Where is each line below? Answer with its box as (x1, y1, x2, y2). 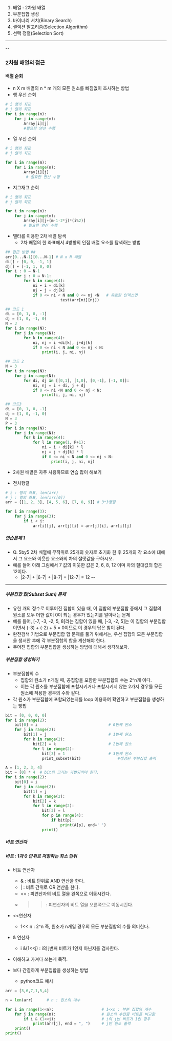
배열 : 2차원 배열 (12, 5, 46, 10)
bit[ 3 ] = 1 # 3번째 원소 (41, 751, 132, 756)
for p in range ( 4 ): (41, 813, 83, 818)
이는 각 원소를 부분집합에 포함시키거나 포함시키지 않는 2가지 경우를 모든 (20, 683, 163, 689)
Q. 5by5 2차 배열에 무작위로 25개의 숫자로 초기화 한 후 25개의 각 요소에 (12, 549, 156, 555)
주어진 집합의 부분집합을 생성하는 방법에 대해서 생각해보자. (12, 644, 130, 650)
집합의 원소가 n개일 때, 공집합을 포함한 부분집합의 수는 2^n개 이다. (20, 677, 152, 683)
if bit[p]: (51, 818, 74, 823)
